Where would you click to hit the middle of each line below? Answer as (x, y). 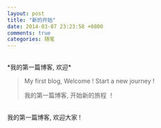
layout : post (26, 13)
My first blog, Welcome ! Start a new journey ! (89, 81)
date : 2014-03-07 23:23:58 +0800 (55, 26)
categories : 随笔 (31, 39)
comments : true (29, 33)
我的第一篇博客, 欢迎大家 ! (44, 118)
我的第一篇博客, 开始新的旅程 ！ (69, 95)
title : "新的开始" (32, 20)
